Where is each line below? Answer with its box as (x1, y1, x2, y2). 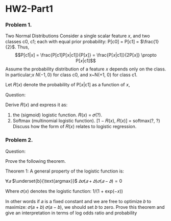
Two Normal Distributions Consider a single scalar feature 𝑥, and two (5, 33, 150, 39)
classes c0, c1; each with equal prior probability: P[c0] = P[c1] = (5, 39, 139, 45)
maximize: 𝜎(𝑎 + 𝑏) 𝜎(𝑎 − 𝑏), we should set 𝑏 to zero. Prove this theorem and (5, 204, 165, 210)
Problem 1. (5, 21, 32, 29)
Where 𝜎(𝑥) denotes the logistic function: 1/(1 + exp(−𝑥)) (5, 188, 124, 194)
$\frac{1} (140, 39, 159, 45)
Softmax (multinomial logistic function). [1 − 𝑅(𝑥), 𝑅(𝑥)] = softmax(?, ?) (12, 118, 160, 124)
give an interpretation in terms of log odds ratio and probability (5, 210, 137, 216)
